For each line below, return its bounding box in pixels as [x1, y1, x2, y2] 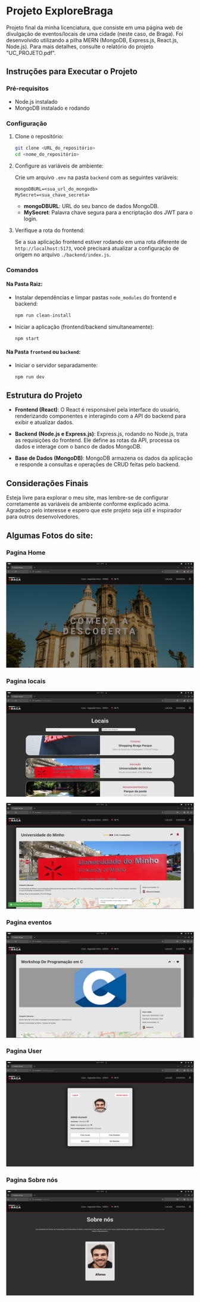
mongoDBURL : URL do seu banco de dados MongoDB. [23, 202, 159, 209]
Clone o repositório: [14, 132, 64, 140]
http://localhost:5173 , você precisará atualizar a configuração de [14, 245, 179, 252]
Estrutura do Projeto [6, 391, 83, 401]
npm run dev [14, 374, 45, 380]
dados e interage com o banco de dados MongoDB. [14, 443, 142, 450]
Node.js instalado [14, 98, 58, 105]
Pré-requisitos [6, 85, 49, 93]
